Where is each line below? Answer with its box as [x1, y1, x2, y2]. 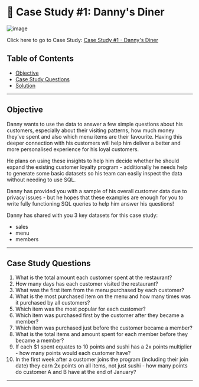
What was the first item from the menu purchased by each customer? [15, 287, 185, 294]
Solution [15, 82, 36, 89]
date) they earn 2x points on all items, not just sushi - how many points [15, 362, 188, 369]
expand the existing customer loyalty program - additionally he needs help [6, 163, 188, 171]
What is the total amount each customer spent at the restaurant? [15, 274, 172, 281]
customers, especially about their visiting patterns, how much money [6, 127, 175, 134]
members [15, 235, 39, 242]
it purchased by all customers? [15, 299, 90, 306]
